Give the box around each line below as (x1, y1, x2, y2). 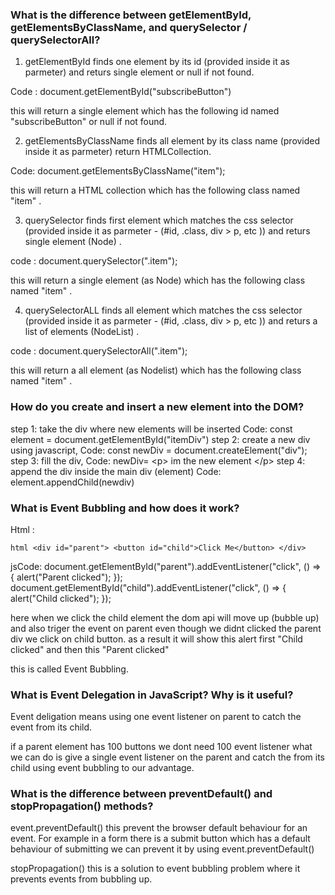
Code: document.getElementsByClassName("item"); (10, 165, 226, 177)
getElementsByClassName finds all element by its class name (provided (24, 135, 321, 147)
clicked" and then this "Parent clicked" (10, 643, 170, 655)
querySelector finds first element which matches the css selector (24, 214, 294, 227)
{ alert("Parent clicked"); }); (10, 571, 123, 583)
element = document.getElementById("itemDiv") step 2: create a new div (10, 433, 311, 445)
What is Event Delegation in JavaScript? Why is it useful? (10, 688, 294, 702)
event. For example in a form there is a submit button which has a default (10, 833, 311, 845)
